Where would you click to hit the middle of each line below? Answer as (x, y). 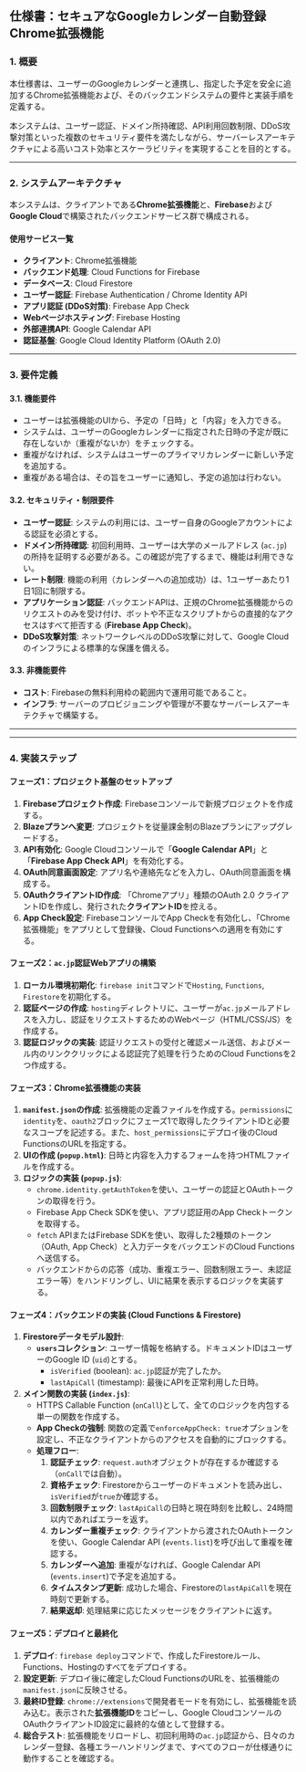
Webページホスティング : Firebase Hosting (101, 318)
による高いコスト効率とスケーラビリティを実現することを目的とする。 (164, 148)
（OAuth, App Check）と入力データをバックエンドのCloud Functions (165, 1247)
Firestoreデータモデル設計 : (73, 1337)
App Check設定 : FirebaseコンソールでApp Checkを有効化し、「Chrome (156, 917)
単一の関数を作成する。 (80, 1417)
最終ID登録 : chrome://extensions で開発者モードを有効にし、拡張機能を (155, 1701)
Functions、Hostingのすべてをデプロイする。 (107, 1667)
